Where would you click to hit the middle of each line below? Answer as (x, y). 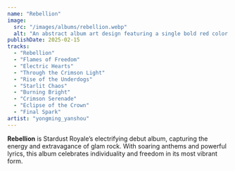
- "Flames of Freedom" (47, 60)
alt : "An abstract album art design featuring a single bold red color (121, 33)
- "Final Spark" (37, 112)
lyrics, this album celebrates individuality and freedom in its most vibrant (113, 153)
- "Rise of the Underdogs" (53, 79)
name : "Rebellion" (34, 14)
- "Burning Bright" (42, 92)
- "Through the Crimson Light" (59, 72)
